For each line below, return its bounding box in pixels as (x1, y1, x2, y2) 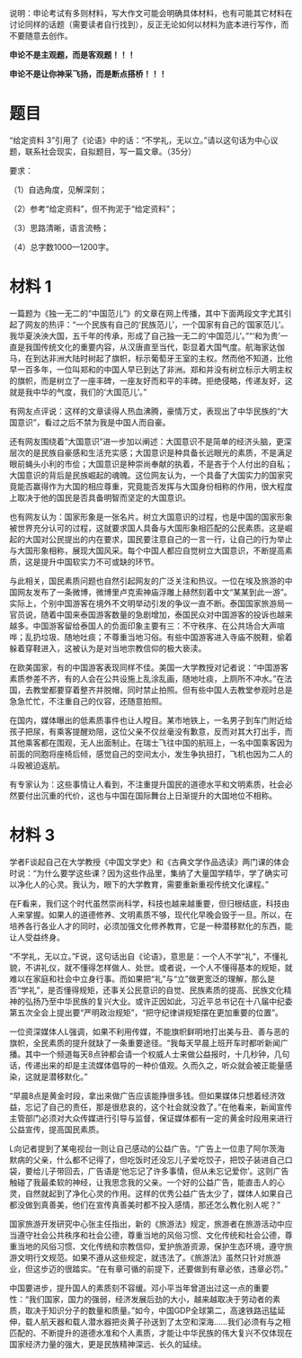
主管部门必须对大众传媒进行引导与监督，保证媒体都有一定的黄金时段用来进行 (9, 1112, 293, 1123)
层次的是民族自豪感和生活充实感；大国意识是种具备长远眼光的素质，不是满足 (9, 447, 293, 458)
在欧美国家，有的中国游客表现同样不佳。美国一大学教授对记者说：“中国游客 (9, 662, 289, 673)
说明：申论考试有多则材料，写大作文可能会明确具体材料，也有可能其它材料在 (9, 8, 293, 18)
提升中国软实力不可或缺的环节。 (40, 556, 159, 567)
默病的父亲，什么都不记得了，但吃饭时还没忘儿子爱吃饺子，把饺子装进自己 (9, 1154, 285, 1165)
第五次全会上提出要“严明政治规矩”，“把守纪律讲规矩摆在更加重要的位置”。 (9, 1006, 283, 1018)
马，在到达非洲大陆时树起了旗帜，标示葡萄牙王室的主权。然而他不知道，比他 (9, 353, 293, 363)
